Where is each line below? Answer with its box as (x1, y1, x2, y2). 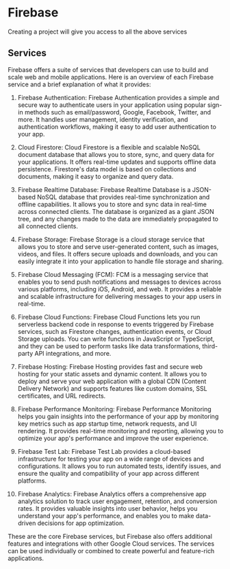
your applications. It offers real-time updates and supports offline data (17, 158, 216, 166)
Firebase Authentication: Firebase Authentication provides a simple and (17, 93, 220, 101)
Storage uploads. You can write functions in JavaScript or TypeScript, (17, 335, 215, 343)
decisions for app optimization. (37, 519, 125, 527)
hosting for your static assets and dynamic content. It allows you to (17, 370, 207, 378)
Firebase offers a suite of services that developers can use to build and (8, 65, 209, 73)
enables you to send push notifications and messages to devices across (17, 278, 222, 286)
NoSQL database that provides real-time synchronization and (37, 193, 210, 201)
